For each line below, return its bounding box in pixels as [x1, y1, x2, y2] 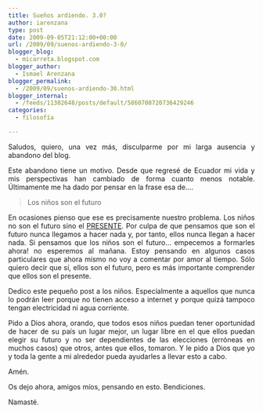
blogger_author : [8, 63, 61, 71]
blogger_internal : [8, 92, 68, 100]
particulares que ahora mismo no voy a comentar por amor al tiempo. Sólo [8, 254, 255, 264]
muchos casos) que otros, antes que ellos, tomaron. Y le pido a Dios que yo [8, 343, 255, 353]
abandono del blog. [8, 150, 71, 159]
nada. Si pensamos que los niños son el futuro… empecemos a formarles [8, 237, 255, 247]
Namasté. [8, 397, 39, 407]
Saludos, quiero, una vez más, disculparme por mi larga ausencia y [8, 142, 255, 152]
